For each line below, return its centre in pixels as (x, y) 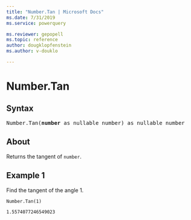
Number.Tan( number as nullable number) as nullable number (96, 123)
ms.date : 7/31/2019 (31, 18)
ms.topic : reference (32, 40)
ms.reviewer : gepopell (35, 34)
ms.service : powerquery (36, 23)
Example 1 (26, 175)
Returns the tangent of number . (44, 156)
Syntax (20, 109)
